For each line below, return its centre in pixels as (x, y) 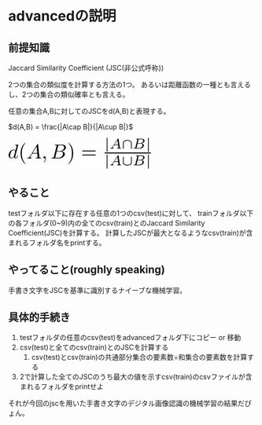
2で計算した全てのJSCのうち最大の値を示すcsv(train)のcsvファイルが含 (136, 377)
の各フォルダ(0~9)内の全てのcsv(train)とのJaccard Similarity (107, 223)
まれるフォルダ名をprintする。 (57, 242)
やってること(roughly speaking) (87, 270)
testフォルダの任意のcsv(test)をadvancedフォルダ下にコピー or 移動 (130, 338)
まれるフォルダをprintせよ (62, 387)
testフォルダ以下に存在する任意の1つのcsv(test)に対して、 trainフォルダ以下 (131, 213)
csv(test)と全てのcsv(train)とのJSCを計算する (94, 347)
